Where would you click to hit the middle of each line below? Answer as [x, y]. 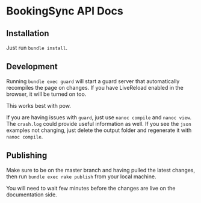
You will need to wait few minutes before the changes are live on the [91, 188]
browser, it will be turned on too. [46, 94]
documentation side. [32, 195]
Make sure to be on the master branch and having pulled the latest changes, [101, 170]
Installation [28, 33]
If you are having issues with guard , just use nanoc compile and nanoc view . [99, 117]
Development [32, 67]
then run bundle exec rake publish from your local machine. [81, 176]
